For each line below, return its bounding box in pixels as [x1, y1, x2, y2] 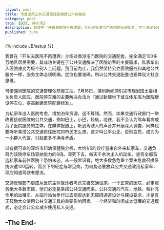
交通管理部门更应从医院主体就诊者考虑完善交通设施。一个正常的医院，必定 [5, 180, 155, 186]
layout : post [5, 7, 32, 12]
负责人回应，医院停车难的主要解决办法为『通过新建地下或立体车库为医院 [9, 94, 155, 100]
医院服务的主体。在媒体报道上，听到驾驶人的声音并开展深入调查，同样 [13, 123, 155, 128]
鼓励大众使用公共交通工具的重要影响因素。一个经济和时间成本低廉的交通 [9, 198, 155, 204]
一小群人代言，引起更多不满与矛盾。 [5, 135, 78, 140]
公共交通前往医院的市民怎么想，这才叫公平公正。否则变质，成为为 [26, 129, 159, 134]
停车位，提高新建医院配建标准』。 [9, 100, 76, 106]
